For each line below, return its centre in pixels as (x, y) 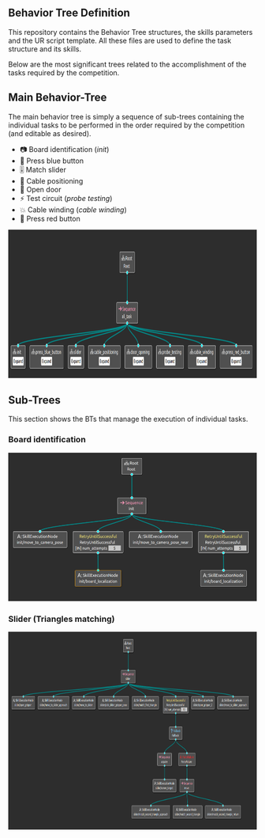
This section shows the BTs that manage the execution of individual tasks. (128, 419)
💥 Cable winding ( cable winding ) (73, 210)
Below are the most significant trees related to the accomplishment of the (127, 64)
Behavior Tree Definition (69, 13)
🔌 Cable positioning (51, 180)
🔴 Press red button (50, 218)
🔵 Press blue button (52, 161)
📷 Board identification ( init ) (64, 149)
